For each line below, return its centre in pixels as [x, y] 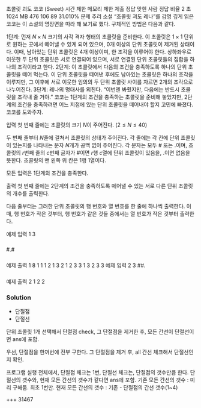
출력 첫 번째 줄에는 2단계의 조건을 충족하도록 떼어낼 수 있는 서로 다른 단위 [92, 186]
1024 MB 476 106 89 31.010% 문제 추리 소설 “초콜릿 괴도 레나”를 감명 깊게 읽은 [100, 16]
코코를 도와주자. [25, 112]
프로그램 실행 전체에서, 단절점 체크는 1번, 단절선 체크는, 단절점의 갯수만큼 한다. [97, 372]
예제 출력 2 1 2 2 [25, 281]
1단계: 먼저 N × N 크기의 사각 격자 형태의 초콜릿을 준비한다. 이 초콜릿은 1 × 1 [94, 37]
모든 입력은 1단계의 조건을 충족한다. [47, 173]
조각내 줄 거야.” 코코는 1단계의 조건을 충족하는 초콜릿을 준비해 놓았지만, [100, 97]
